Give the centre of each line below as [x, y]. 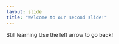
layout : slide [24, 12]
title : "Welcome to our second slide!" [57, 17]
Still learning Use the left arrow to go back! [60, 34]
